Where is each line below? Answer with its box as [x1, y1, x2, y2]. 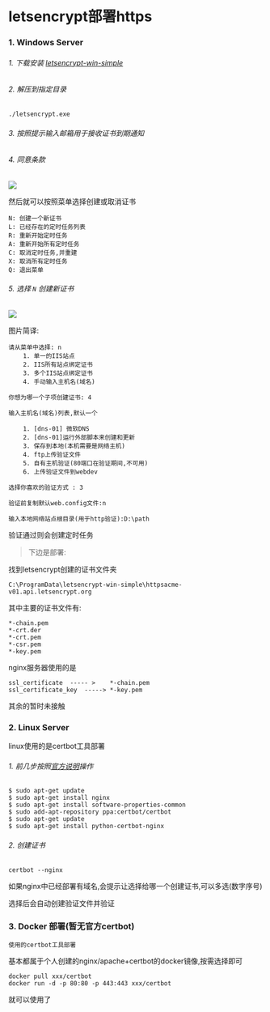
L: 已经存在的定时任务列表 [8, 223, 86, 231]
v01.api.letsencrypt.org [8, 588, 92, 596]
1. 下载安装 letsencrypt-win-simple [8, 57, 124, 67]
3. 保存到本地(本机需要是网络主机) [23, 442, 125, 450]
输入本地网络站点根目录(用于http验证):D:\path [8, 515, 150, 523]
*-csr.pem [8, 640, 42, 648]
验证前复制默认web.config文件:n [8, 499, 107, 507]
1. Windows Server [8, 37, 83, 49]
